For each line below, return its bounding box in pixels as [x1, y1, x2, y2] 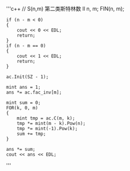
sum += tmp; [17, 131, 46, 137]
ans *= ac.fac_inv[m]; [6, 89, 62, 95]
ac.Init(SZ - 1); [6, 74, 49, 80]
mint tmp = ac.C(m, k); [17, 115, 76, 121]
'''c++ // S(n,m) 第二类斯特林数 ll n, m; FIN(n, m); [6, 5, 125, 12]
